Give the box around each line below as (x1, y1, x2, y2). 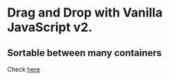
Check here (7, 66, 40, 73)
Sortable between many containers (7, 47, 162, 59)
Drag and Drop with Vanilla (7, 5, 163, 21)
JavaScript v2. (7, 19, 93, 35)
